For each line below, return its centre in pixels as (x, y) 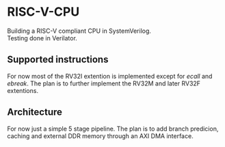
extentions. (23, 90)
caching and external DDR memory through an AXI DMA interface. (100, 136)
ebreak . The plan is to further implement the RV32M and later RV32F (104, 83)
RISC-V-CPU (43, 12)
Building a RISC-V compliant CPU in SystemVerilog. (79, 31)
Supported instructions (58, 60)
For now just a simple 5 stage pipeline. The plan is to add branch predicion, (113, 129)
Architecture (35, 112)
